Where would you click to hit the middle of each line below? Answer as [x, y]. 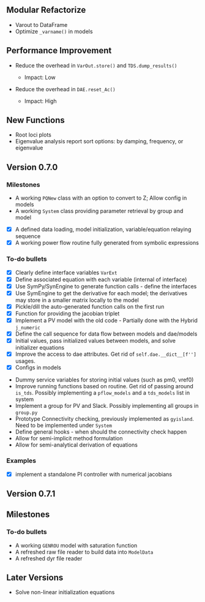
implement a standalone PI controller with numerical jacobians [94, 474]
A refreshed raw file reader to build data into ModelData [84, 552]
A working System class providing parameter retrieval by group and [99, 211]
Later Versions [35, 578]
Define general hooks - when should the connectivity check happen [101, 432]
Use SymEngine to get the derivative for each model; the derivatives [101, 293]
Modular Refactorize [46, 10]
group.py [26, 413]
